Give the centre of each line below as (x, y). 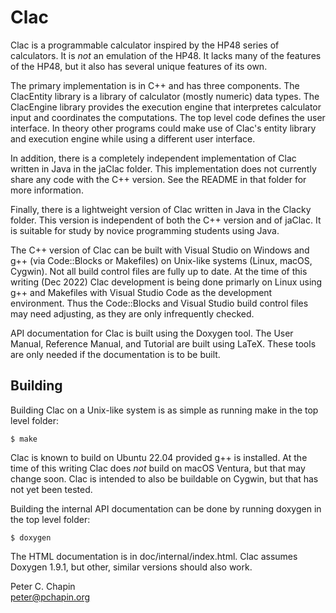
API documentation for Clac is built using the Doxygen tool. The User (152, 333)
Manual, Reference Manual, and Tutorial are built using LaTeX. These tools (163, 343)
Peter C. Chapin (43, 586)
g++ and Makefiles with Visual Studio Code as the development (141, 292)
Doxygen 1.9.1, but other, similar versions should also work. (131, 567)
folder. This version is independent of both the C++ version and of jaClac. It (166, 220)
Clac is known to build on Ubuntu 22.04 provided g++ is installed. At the (159, 457)
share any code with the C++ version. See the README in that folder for (158, 179)
